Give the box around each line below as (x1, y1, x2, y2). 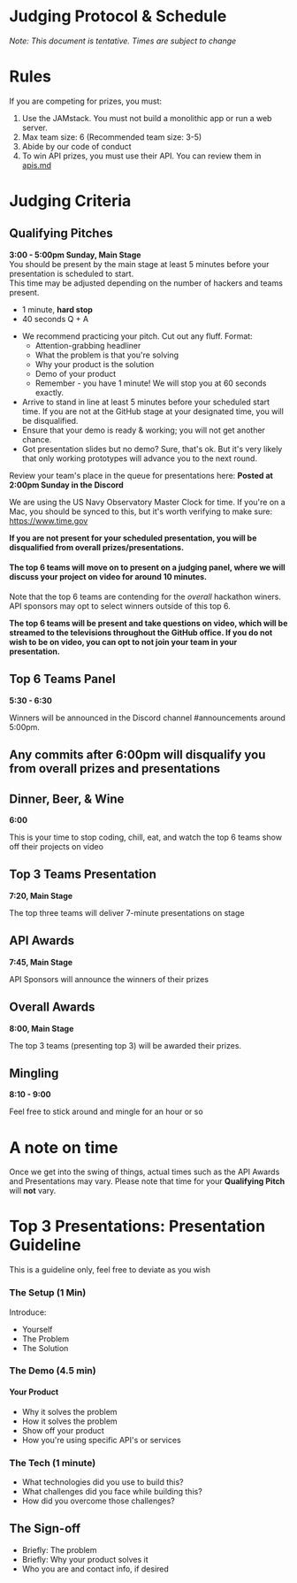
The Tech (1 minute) (9, 1456, 96, 1469)
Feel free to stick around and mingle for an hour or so (9, 1106, 203, 1117)
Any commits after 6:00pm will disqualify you (9, 748, 266, 763)
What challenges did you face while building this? (21, 1486, 203, 1496)
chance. (21, 434, 52, 444)
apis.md (21, 159, 51, 170)
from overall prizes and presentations (9, 761, 221, 776)
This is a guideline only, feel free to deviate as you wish (9, 1264, 210, 1275)
